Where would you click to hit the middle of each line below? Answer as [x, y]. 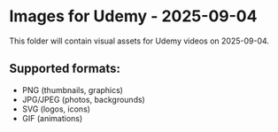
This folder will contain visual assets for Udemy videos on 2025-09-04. [139, 41]
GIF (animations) [52, 118]
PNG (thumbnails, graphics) [73, 89]
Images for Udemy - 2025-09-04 [133, 16]
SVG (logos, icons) [56, 109]
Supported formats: [65, 69]
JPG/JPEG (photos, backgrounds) [84, 99]
